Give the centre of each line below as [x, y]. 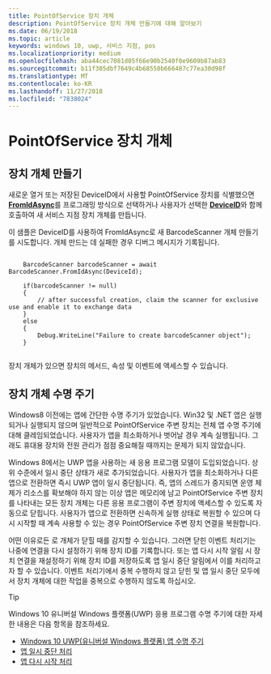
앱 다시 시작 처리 [46, 662]
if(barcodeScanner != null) [70, 286]
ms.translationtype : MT [49, 76]
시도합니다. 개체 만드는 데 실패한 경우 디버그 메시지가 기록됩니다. [118, 242]
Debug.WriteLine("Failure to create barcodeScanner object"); [144, 336]
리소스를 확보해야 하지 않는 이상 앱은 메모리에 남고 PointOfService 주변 [135, 493]
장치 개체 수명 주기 [51, 394]
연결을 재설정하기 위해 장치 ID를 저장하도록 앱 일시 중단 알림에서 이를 [125, 561]
